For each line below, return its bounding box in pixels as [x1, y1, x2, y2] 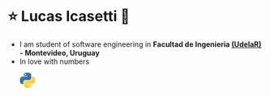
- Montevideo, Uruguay [19, 48, 101, 57]
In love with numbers [19, 56, 90, 66]
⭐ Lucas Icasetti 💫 [7, 7, 131, 26]
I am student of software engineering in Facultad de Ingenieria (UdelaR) [19, 39, 262, 49]
